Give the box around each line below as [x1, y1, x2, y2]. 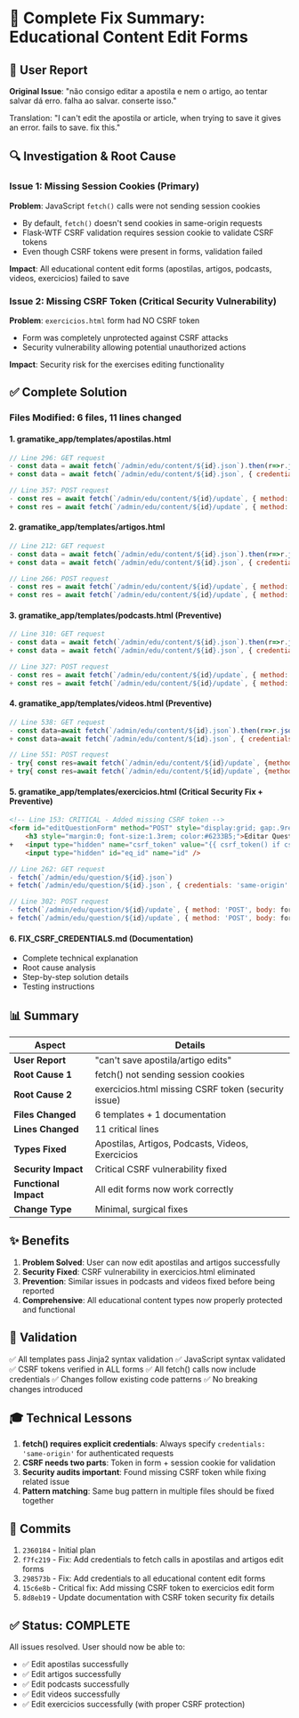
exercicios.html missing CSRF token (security [94, 1082, 285, 1095]
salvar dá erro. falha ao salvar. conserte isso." [9, 95, 177, 106]
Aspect [34, 1039, 66, 1051]
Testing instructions [21, 981, 95, 992]
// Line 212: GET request [9, 541, 105, 550]
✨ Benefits [9, 1233, 69, 1249]
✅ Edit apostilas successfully [21, 1659, 129, 1670]
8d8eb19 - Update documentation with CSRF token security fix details [21, 1592, 275, 1603]
